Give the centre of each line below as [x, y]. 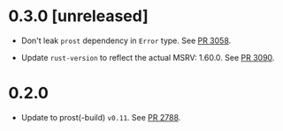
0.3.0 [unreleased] [78, 16]
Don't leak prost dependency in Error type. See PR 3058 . [126, 40]
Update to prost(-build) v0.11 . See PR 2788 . [101, 117]
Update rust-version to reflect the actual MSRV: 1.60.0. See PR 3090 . [148, 57]
